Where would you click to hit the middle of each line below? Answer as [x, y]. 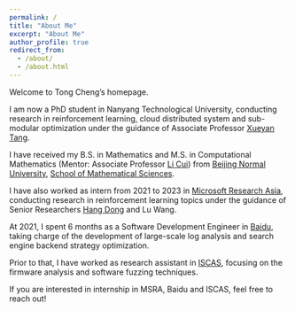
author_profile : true [49, 42]
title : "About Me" [43, 26]
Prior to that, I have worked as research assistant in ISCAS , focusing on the [146, 262]
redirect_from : [37, 51]
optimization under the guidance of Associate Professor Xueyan [158, 128]
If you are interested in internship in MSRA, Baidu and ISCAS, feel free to [141, 289]
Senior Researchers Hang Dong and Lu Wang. [93, 209]
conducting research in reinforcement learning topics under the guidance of [148, 199]
